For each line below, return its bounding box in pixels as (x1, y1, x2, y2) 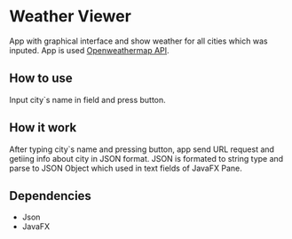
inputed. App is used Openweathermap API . (9, 44, 170, 55)
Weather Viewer (9, 6, 131, 27)
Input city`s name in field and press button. (9, 94, 166, 105)
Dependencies (9, 188, 91, 203)
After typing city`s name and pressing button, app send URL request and (9, 144, 275, 155)
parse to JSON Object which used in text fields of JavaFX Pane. (9, 163, 242, 173)
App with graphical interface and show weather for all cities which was (9, 36, 268, 46)
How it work (9, 120, 77, 135)
